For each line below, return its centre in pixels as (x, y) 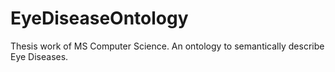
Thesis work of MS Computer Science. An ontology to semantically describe (167, 46)
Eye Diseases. (39, 56)
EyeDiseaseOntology (99, 18)
